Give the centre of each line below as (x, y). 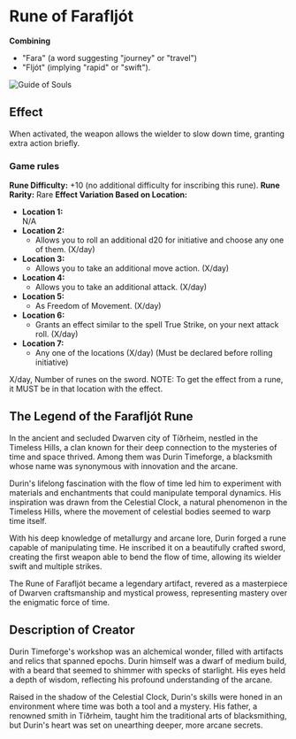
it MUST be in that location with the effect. (86, 389)
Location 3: (43, 259)
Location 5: (43, 296)
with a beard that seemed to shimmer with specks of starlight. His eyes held (147, 670)
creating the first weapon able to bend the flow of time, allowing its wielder (145, 557)
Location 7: (43, 343)
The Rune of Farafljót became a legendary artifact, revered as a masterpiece (148, 583)
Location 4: (43, 278)
